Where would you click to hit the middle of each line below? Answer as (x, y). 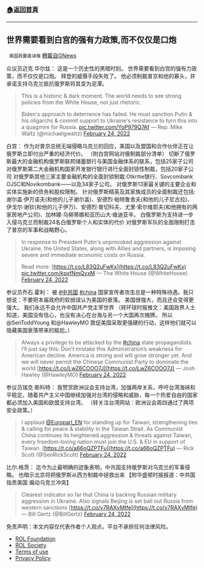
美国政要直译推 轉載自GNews (43, 55)
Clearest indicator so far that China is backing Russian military (99, 495)
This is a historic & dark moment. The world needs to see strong (101, 96)
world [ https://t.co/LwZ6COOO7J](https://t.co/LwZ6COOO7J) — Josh (108, 368)
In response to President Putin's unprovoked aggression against (101, 242)
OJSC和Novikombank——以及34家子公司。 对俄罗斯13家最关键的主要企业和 (101, 184)
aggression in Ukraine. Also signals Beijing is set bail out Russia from (107, 501)
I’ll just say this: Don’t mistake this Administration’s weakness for (101, 349)
